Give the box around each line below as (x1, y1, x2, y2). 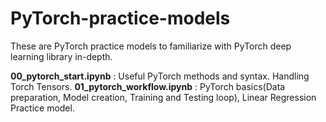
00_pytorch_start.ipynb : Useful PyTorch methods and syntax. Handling (10, 70, 310, 82)
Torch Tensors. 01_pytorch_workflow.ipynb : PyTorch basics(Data (10, 80, 286, 92)
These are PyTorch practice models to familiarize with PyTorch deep (10, 40, 292, 52)
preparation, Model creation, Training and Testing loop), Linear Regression (10, 91, 317, 103)
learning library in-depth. (10, 50, 113, 62)
